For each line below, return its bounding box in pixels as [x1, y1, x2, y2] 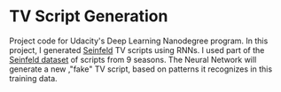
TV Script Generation [9, 6, 168, 27]
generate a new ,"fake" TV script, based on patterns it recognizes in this [9, 64, 273, 74]
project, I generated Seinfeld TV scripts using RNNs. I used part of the [9, 44, 265, 55]
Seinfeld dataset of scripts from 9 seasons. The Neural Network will [9, 54, 257, 65]
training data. [9, 73, 58, 83]
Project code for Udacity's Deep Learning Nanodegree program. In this [9, 35, 269, 46]
